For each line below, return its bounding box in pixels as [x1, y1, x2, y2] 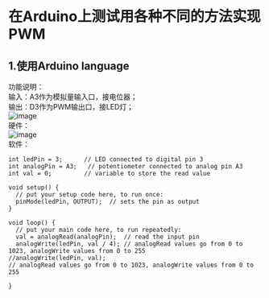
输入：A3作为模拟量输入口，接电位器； [8, 92, 139, 101]
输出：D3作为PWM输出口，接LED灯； [8, 102, 134, 111]
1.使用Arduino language [8, 59, 130, 72]
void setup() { [8, 184, 60, 192]
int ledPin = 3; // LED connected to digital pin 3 [8, 155, 204, 163]
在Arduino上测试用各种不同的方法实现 [8, 7, 261, 26]
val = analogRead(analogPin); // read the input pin [15, 233, 200, 241]
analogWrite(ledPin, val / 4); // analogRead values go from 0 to [15, 240, 243, 248]
